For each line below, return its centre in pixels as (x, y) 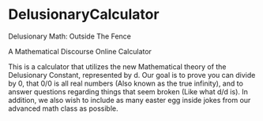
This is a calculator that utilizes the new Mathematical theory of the (117, 66)
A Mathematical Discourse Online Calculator (80, 51)
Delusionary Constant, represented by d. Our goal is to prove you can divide (132, 75)
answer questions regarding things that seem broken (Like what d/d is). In (128, 91)
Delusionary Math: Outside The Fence (70, 36)
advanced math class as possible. (63, 108)
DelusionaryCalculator (84, 15)
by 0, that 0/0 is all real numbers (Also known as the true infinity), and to (126, 83)
